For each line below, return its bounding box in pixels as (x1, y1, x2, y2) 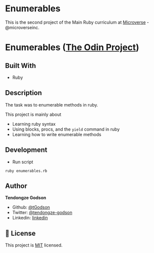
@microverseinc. (5, 24, 39, 30)
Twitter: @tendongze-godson (12, 210, 73, 216)
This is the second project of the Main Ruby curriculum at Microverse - (5, 19, 149, 25)
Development (5, 146, 48, 154)
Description (5, 89, 42, 97)
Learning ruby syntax (12, 121, 56, 127)
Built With (5, 61, 36, 70)
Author (5, 181, 27, 190)
